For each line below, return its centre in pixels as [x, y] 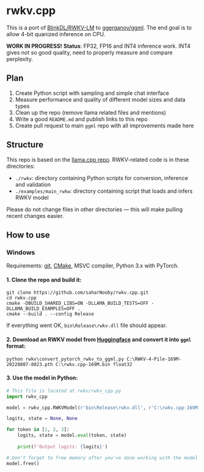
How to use [28, 235]
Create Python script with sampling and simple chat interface [92, 93]
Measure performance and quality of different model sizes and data [100, 99]
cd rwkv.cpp [21, 298]
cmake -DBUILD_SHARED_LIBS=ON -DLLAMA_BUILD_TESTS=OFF [78, 304]
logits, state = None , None [42, 419]
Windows [21, 252]
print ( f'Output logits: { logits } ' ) [63, 447]
